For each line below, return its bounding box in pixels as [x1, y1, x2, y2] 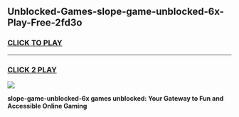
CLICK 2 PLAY [7, 65, 57, 74]
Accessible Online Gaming [7, 101, 87, 110]
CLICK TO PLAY [7, 38, 63, 48]
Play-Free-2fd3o [7, 17, 83, 29]
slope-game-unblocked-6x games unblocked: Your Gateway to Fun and [7, 94, 224, 102]
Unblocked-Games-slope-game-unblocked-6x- [7, 6, 224, 18]
